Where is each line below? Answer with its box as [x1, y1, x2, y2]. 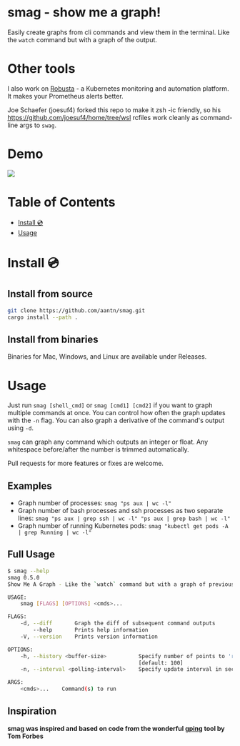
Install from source [7, 288, 94, 300]
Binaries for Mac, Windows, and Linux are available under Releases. [7, 352, 207, 361]
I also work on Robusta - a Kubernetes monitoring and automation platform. [7, 84, 229, 93]
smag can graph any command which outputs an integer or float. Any [7, 437, 209, 447]
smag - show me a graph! [7, 4, 161, 21]
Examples [7, 479, 52, 492]
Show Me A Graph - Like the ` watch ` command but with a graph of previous [7, 580, 235, 588]
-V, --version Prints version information [20, 633, 159, 640]
